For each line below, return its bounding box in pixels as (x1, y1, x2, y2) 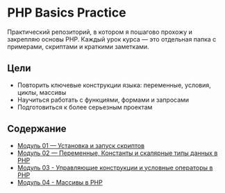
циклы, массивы (17, 88, 67, 96)
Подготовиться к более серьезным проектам (17, 102, 153, 111)
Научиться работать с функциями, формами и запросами (17, 95, 190, 104)
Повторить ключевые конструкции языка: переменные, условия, (17, 81, 212, 89)
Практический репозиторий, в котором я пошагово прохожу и (7, 28, 193, 36)
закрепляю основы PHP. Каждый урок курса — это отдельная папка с (7, 35, 217, 43)
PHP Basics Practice (7, 5, 126, 21)
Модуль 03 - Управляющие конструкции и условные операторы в (17, 163, 213, 172)
